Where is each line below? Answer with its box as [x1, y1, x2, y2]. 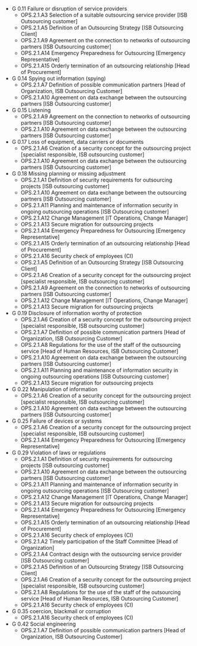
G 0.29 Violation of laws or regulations [11, 449, 106, 456]
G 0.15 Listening [11, 107, 51, 113]
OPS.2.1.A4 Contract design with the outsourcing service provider [20, 550, 182, 558]
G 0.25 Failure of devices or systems [11, 417, 102, 424]
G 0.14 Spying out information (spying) [11, 75, 106, 82]
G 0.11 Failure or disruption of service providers [11, 5, 127, 12]
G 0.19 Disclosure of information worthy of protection [11, 310, 142, 316]
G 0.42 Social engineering [11, 620, 76, 627]
